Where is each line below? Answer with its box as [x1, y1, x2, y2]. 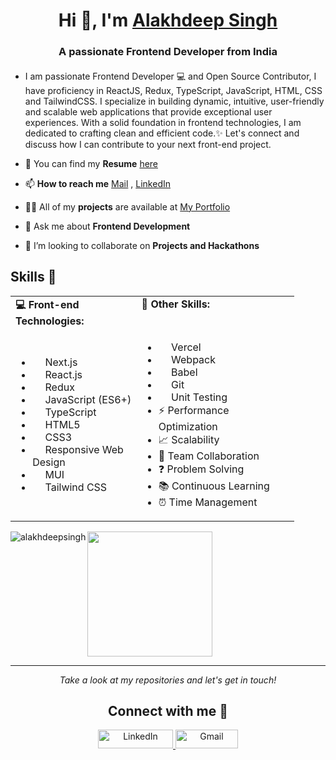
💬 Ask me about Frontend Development [24, 220, 191, 232]
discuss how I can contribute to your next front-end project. [24, 138, 272, 150]
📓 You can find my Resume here [24, 157, 159, 169]
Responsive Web [44, 442, 124, 456]
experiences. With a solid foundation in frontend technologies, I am [24, 116, 302, 128]
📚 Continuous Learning [158, 479, 270, 493]
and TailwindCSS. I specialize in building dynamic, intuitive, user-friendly [24, 95, 325, 107]
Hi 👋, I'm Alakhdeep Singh [58, 9, 278, 32]
